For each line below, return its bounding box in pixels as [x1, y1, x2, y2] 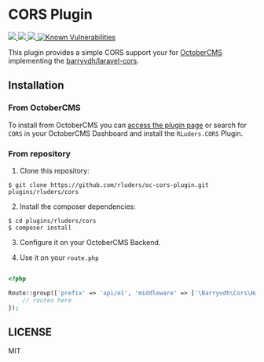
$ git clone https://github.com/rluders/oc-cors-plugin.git [8, 181, 210, 189]
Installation [8, 79, 64, 92]
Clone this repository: [19, 166, 90, 175]
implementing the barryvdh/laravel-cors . [8, 56, 139, 65]
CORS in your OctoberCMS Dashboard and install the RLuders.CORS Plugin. [8, 128, 244, 138]
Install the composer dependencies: [19, 202, 136, 211]
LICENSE [8, 325, 53, 338]
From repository [8, 148, 71, 159]
